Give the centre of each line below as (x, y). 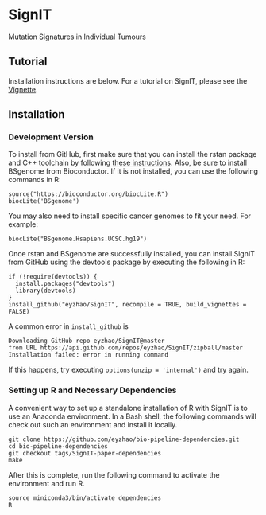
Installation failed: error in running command (89, 355)
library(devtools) (46, 291)
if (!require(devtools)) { (53, 277)
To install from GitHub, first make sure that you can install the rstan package (133, 154)
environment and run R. (46, 483)
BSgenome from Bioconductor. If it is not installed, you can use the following (133, 171)
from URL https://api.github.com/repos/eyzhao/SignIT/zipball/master (126, 348)
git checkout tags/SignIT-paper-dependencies (85, 453)
